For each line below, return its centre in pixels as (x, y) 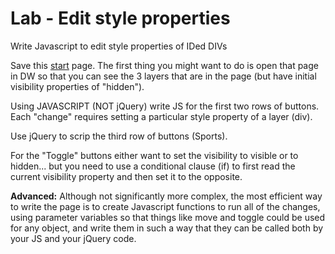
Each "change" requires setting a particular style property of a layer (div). (161, 116)
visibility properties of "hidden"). (77, 86)
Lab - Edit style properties (120, 18)
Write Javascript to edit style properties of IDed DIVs (119, 46)
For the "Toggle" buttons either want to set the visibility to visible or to (154, 155)
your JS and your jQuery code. (73, 238)
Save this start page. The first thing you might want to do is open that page (164, 65)
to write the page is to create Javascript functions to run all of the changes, (165, 206)
